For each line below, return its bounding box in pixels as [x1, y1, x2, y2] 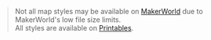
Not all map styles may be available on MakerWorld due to [14, 7, 203, 16]
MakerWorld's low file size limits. [14, 15, 122, 24]
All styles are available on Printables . [14, 24, 134, 32]
